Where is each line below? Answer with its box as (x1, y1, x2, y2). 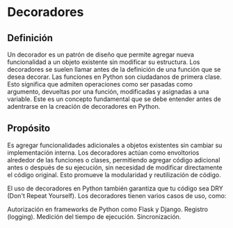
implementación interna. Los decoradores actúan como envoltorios (7, 148, 200, 157)
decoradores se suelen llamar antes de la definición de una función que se (7, 66, 221, 73)
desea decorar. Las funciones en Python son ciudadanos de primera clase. (7, 73, 222, 81)
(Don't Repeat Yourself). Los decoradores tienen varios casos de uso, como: (7, 191, 227, 199)
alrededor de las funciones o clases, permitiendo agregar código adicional (7, 155, 220, 164)
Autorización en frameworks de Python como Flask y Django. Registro (7, 205, 209, 213)
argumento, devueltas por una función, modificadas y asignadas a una (7, 88, 209, 96)
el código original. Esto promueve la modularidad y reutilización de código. (7, 170, 221, 178)
